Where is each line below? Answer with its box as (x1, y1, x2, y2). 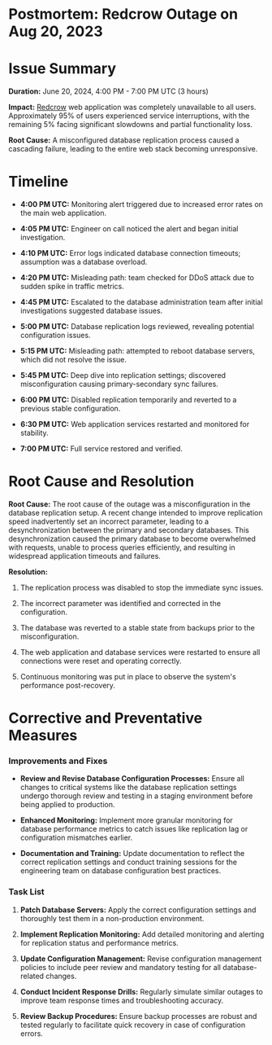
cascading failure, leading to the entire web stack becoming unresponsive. (8, 144, 258, 154)
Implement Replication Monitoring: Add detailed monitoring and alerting (19, 929, 265, 939)
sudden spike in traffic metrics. (19, 282, 124, 292)
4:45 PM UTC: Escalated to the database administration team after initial (19, 297, 263, 307)
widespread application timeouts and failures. (8, 551, 161, 560)
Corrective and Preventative (8, 709, 203, 727)
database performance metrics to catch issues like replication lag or (19, 824, 248, 834)
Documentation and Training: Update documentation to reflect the (19, 849, 245, 858)
